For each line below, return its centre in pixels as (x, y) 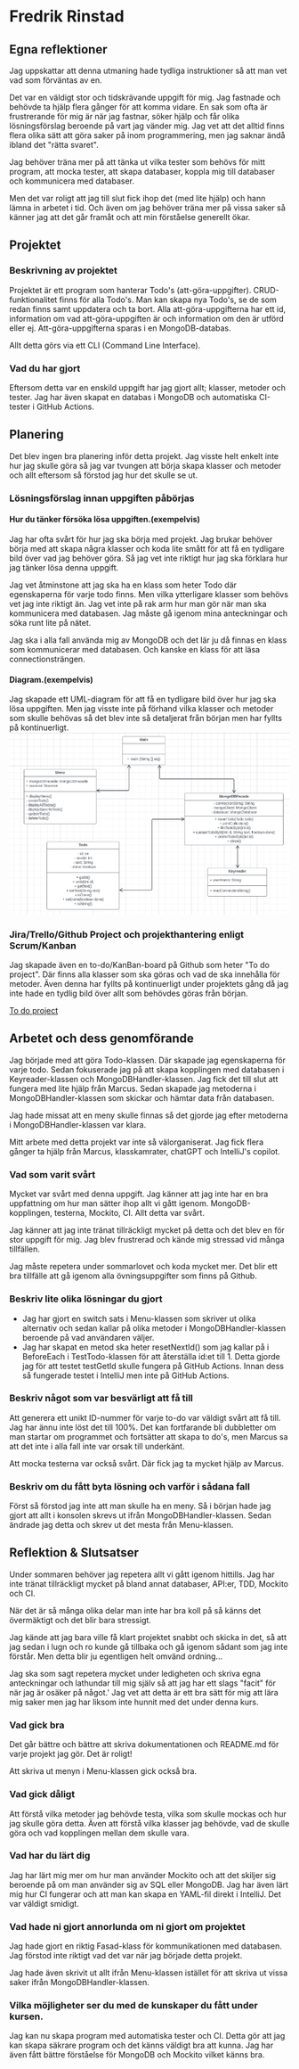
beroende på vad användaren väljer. (88, 1337)
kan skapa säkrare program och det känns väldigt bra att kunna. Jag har (141, 2045)
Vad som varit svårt (53, 1174)
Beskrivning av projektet (63, 271)
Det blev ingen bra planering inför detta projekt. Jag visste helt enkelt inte (144, 456)
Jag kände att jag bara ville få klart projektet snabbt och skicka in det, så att (148, 1637)
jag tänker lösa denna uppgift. (64, 567)
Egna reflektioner (58, 49)
